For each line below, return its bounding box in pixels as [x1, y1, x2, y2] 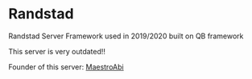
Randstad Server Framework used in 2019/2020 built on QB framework [8, 31, 244, 41]
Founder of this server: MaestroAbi [8, 61, 124, 72]
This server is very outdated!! [8, 46, 106, 56]
